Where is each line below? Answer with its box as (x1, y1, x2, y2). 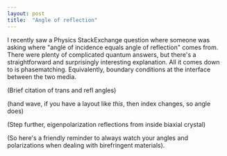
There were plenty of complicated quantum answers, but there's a (7, 50, 196, 59)
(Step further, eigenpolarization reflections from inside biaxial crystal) (7, 120, 206, 128)
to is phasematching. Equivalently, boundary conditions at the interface (7, 65, 211, 73)
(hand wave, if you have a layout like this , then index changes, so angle (7, 99, 211, 107)
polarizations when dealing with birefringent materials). (7, 141, 165, 149)
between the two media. (7, 72, 76, 80)
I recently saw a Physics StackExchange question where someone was (7, 35, 210, 44)
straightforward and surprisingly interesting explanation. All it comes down (7, 58, 220, 66)
